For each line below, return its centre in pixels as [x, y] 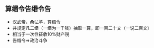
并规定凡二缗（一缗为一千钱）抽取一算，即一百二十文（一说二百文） [82, 28]
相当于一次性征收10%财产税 [41, 34]
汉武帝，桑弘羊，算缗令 [36, 22]
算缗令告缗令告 [28, 9]
